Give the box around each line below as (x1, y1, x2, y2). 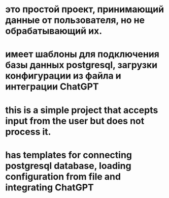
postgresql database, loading (5, 160, 131, 172)
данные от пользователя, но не (5, 14, 145, 26)
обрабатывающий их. (5, 25, 103, 37)
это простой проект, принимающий (5, 4, 164, 15)
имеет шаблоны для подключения (5, 48, 160, 60)
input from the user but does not (5, 115, 145, 127)
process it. (5, 126, 51, 137)
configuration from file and (5, 171, 121, 182)
